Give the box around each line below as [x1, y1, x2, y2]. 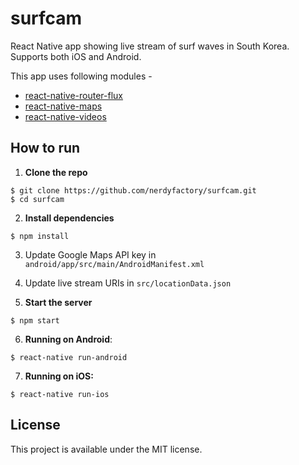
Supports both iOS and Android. [10, 50, 142, 62]
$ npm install [10, 231, 70, 241]
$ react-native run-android [10, 352, 128, 362]
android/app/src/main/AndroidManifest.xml [24, 259, 205, 269]
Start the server [24, 296, 93, 308]
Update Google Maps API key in [24, 248, 157, 261]
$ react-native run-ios [10, 389, 110, 399]
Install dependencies [24, 212, 115, 224]
